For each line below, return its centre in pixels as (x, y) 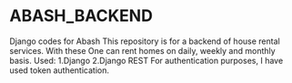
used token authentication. (59, 70)
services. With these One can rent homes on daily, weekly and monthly (142, 50)
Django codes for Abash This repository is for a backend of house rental (145, 41)
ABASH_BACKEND (81, 16)
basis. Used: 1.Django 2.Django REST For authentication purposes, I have (146, 60)
